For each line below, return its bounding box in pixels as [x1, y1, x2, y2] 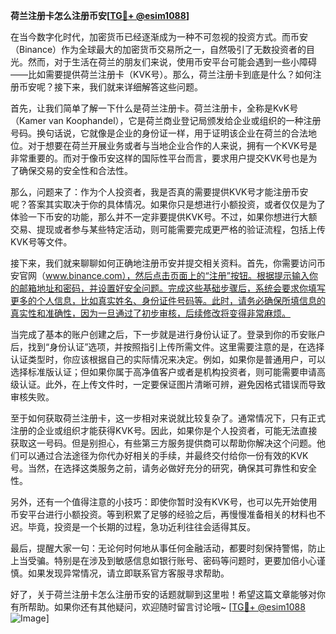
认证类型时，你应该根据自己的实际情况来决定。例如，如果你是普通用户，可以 [10, 354, 326, 365]
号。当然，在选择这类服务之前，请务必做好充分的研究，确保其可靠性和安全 [10, 462, 317, 474]
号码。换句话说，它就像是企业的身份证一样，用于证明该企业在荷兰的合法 [10, 127, 308, 139]
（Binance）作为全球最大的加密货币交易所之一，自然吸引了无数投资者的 [10, 44, 307, 55]
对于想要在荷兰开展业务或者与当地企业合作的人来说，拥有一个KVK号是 [27, 140, 318, 151]
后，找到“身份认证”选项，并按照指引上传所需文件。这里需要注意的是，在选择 [10, 341, 325, 353]
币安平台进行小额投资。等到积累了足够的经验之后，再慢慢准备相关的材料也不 [10, 509, 326, 520]
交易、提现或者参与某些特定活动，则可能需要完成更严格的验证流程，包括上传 [10, 224, 326, 235]
